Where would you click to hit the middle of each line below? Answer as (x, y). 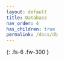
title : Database (27, 18)
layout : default (27, 12)
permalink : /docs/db (32, 35)
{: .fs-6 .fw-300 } (28, 52)
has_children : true (31, 29)
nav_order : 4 (23, 23)
